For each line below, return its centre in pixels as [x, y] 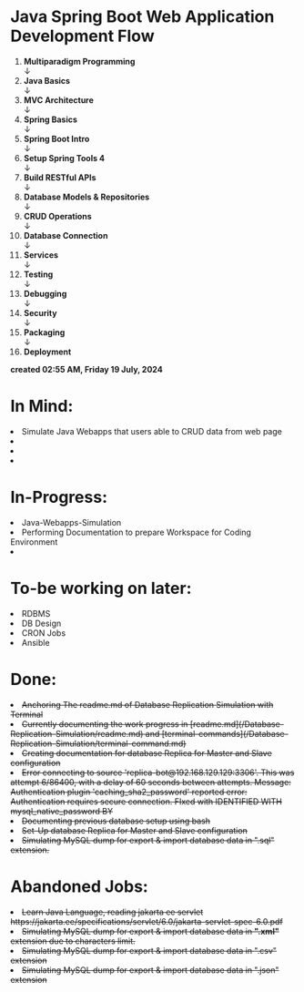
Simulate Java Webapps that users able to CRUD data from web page [152, 431]
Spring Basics [51, 119]
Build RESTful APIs [60, 177]
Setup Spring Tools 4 [64, 158]
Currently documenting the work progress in [105, 724]
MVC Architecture [59, 100]
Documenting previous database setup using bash [117, 821]
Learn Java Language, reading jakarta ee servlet [113, 912]
